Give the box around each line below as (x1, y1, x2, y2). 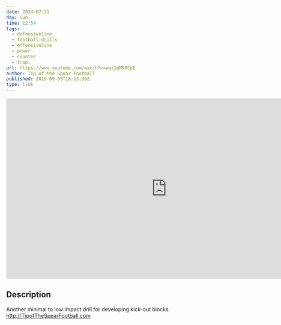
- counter (11, 54, 36, 60)
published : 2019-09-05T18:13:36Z (6, 76, 90, 82)
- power (11, 48, 31, 54)
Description (6, 289, 51, 300)
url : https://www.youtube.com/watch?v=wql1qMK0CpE (6, 64, 136, 71)
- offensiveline (11, 43, 52, 49)
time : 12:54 (6, 20, 36, 26)
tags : (6, 25, 20, 32)
